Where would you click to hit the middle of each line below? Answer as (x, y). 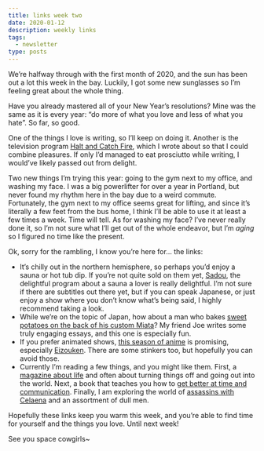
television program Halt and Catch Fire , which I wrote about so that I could (128, 146)
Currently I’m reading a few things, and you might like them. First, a (128, 367)
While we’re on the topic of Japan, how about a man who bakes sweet (133, 317)
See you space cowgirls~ (49, 439)
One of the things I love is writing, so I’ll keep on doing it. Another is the (123, 138)
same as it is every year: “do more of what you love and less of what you (126, 114)
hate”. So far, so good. (44, 123)
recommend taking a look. (62, 308)
